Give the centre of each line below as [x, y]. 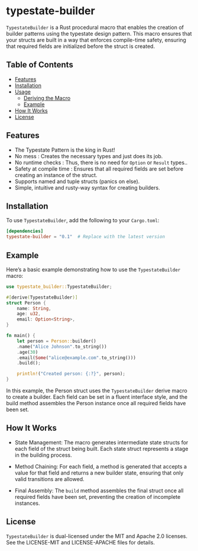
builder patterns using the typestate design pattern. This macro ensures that [99, 33]
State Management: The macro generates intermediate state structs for [101, 442]
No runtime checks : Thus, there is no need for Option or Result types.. [101, 162]
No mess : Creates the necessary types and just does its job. [89, 156]
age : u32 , [29, 314]
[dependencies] [25, 231]
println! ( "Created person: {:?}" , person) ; [71, 374]
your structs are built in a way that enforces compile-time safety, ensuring [96, 40]
